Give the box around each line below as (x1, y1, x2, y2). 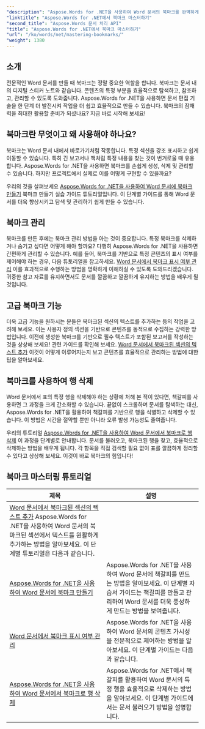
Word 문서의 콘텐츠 (119, 627, 172, 635)
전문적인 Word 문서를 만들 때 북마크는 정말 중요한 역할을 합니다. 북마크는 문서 (6, 79, 190, 86)
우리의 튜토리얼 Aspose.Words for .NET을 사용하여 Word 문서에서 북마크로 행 (6, 429, 193, 436)
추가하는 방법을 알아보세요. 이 (9, 540, 90, 548)
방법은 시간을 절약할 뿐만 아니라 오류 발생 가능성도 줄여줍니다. (30, 416, 177, 424)
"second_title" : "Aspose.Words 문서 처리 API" (6, 20, 122, 26)
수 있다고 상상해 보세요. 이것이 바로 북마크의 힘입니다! (6, 452, 133, 460)
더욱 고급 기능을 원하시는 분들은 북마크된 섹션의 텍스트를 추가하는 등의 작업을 (6, 318, 189, 325)
